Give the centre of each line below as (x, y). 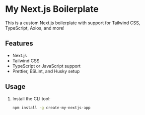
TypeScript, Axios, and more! (35, 28)
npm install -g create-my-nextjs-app (51, 108)
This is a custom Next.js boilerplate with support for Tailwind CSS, (73, 23)
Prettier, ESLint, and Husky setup (46, 71)
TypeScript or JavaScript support (46, 66)
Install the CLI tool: (31, 98)
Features (19, 44)
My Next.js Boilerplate (52, 9)
